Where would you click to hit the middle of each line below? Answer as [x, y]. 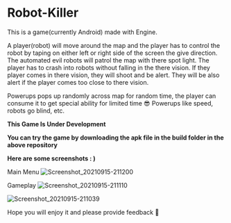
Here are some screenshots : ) [51, 158]
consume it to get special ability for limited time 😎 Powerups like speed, [110, 103]
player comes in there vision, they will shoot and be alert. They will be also [113, 75]
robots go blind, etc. [36, 110]
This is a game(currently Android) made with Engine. [82, 32]
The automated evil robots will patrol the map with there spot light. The [108, 60]
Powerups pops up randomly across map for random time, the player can [112, 96]
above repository [32, 144]
